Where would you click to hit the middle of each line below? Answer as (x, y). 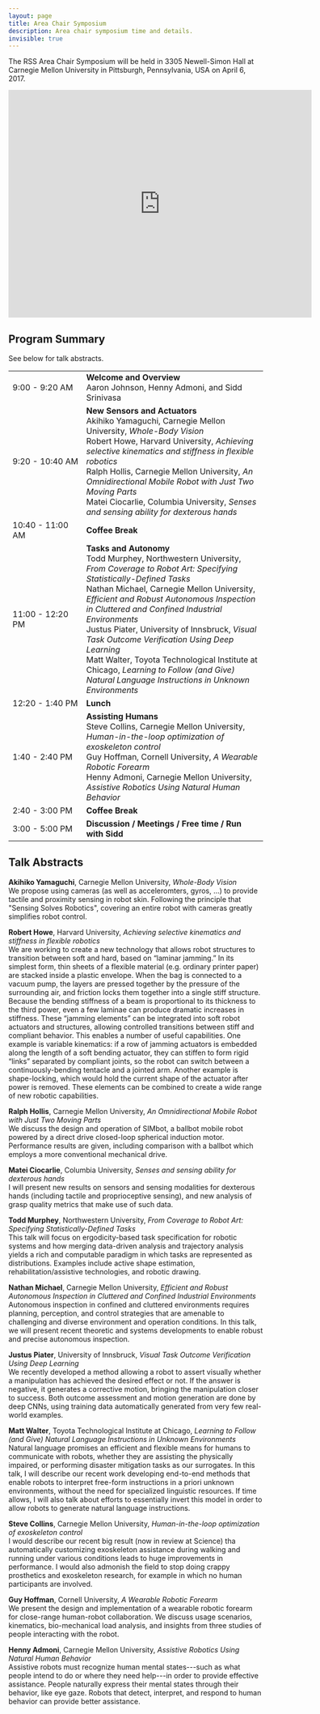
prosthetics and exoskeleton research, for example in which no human (125, 1575)
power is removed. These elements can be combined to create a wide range (135, 1087)
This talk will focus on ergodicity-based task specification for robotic (123, 1237)
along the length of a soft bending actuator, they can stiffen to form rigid (128, 1053)
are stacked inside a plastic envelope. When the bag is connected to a (125, 975)
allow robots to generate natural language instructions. (99, 1508)
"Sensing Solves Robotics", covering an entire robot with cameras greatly (131, 908)
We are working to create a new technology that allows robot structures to (132, 949)
